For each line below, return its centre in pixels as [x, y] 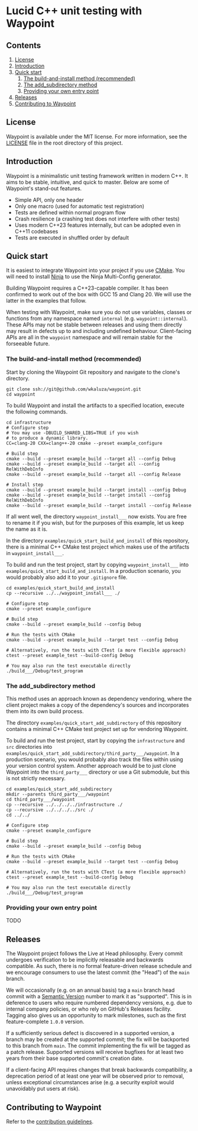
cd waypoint [21, 394]
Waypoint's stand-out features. [44, 188]
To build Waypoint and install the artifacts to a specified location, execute [95, 405]
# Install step [25, 485]
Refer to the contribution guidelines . [50, 1122]
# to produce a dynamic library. [47, 438]
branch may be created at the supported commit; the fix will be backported [98, 1039]
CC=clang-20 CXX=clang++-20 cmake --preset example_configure [84, 443]
